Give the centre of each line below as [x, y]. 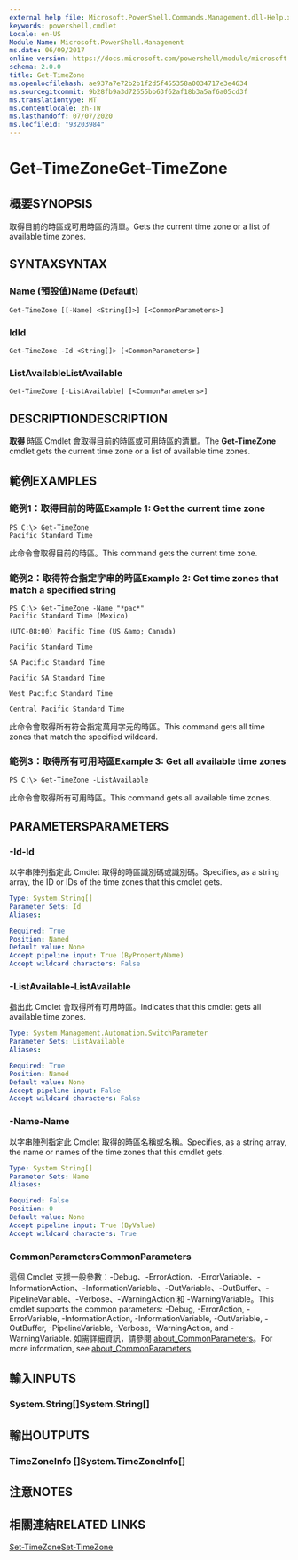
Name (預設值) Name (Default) [74, 291]
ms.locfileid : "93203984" [57, 125]
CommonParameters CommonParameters [101, 1257]
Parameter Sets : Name [49, 1177]
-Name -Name [39, 1122]
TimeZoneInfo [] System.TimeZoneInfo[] [98, 1461]
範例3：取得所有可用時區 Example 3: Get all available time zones [148, 761]
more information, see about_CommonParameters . [101, 1348]
